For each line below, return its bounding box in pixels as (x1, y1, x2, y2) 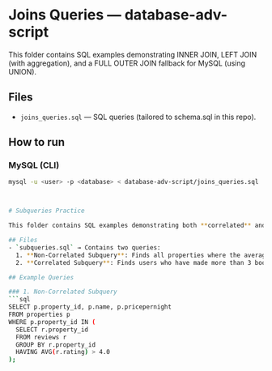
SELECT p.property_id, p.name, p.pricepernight (8, 303, 172, 311)
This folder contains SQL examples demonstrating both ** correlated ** (8, 221, 252, 230)
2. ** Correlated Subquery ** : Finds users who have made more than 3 (15, 258, 252, 267)
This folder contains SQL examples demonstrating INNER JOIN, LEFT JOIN (8, 49, 257, 59)
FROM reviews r (15, 333, 67, 341)
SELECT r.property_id (15, 326, 89, 334)
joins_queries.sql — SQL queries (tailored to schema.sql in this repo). (19, 112, 257, 122)
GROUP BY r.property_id (15, 340, 96, 349)
